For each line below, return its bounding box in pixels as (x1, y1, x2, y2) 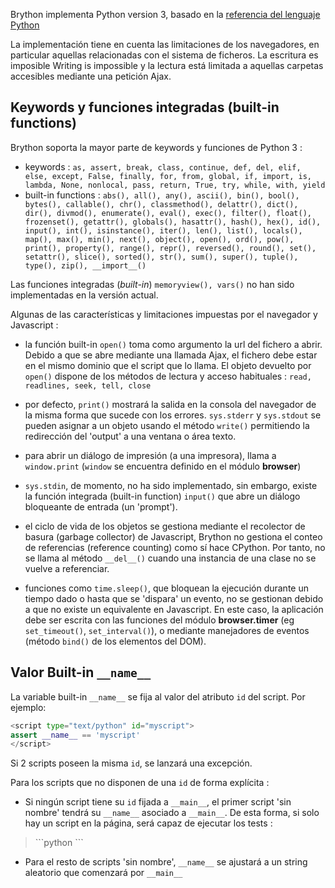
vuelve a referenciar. (24, 562, 110, 574)
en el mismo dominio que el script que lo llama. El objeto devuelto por (24, 359, 312, 371)
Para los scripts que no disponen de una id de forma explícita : (10, 777, 270, 789)
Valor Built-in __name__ (10, 664, 152, 681)
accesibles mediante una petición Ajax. (10, 70, 172, 82)
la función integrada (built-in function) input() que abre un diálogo (24, 490, 301, 502)
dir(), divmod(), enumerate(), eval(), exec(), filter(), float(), (24, 208, 312, 218)
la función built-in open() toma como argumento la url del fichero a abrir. (24, 338, 323, 350)
